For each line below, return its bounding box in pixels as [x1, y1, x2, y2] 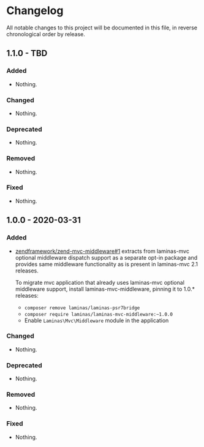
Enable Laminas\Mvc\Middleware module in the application [24, 317, 169, 324]
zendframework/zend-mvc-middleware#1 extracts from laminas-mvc [15, 247, 190, 255]
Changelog [6, 4, 64, 18]
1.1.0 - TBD [6, 48, 48, 59]
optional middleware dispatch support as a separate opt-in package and [15, 254, 198, 261]
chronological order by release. [6, 30, 86, 37]
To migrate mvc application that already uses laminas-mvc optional [15, 279, 185, 286]
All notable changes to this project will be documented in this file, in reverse [6, 24, 198, 31]
